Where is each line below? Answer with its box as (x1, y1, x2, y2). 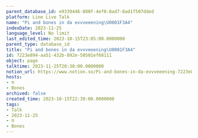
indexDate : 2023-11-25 (6, 25, 62, 31)
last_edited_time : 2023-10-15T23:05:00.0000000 (6, 36, 126, 42)
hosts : (6, 74, 22, 80)
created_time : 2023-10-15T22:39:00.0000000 (6, 96, 115, 102)
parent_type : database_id (6, 42, 70, 48)
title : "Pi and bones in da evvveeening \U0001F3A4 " (6, 47, 136, 53)
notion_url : (6, 69, 35, 75)
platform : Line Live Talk (6, 14, 70, 20)
